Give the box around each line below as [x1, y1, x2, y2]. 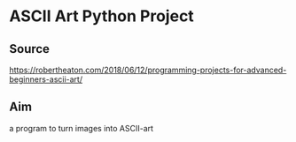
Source [9, 41, 51, 56]
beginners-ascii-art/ [9, 74, 82, 85]
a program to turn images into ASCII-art [9, 123, 153, 133]
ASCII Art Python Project [9, 6, 195, 26]
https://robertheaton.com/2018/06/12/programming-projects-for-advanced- [9, 64, 287, 75]
